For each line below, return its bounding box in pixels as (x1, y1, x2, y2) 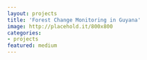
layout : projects (7, 10, 58, 17)
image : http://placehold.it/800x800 (7, 23, 113, 30)
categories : (7, 29, 42, 37)
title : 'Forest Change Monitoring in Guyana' (7, 17, 141, 23)
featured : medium (7, 42, 58, 49)
